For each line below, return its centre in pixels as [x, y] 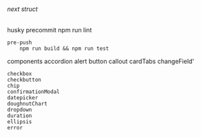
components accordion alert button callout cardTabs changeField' [101, 62]
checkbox [20, 74]
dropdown [20, 110]
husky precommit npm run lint [50, 30]
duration [20, 116]
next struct [22, 9]
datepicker [23, 98]
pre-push [20, 43]
